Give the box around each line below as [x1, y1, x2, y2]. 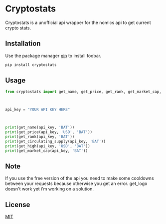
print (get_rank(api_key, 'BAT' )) [5, 134, 75, 139]
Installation [5, 39, 41, 48]
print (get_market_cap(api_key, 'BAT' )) [5, 148, 88, 153]
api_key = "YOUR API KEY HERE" [5, 107, 70, 112]
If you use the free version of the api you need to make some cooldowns [5, 175, 154, 181]
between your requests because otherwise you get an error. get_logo [5, 180, 148, 186]
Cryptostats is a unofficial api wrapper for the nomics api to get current [5, 19, 151, 25]
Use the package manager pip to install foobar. [5, 52, 101, 58]
